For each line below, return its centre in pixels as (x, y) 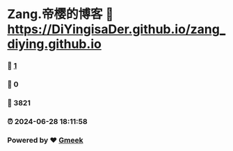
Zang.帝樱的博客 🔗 (61, 14)
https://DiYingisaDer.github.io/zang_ (116, 29)
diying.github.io (55, 44)
